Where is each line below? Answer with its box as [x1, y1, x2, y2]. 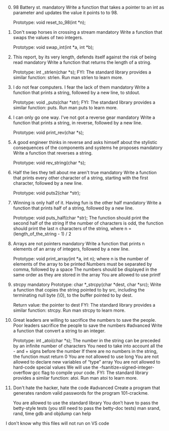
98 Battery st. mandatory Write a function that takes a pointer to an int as [13, 5, 164, 10]
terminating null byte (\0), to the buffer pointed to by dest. [13, 292, 133, 298]
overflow [13, 370, 32, 376]
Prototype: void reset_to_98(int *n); [13, 20, 86, 25]
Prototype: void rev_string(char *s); [13, 160, 86, 166]
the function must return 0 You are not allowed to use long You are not [13, 353, 159, 360]
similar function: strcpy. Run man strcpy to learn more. [13, 307, 126, 313]
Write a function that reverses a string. [13, 150, 93, 156]
